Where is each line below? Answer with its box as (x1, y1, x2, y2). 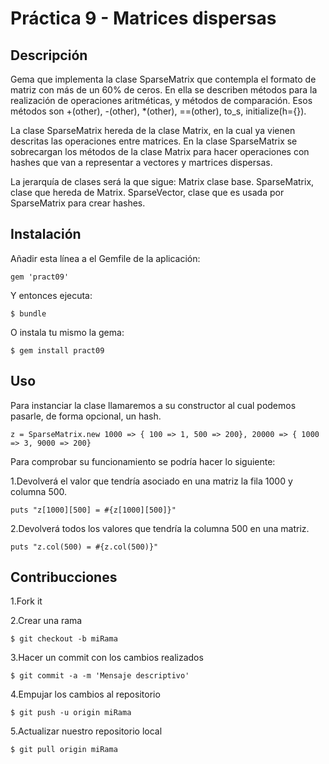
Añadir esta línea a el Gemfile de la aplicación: (10, 252, 201, 264)
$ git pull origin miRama (10, 745, 118, 755)
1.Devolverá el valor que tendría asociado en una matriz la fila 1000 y (10, 475, 293, 487)
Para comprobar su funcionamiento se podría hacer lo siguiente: (10, 455, 276, 467)
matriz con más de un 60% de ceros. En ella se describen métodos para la (10, 84, 318, 96)
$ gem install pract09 (10, 345, 105, 356)
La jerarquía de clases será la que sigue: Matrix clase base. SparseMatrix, (10, 176, 315, 187)
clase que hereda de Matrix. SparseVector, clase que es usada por (10, 187, 285, 198)
